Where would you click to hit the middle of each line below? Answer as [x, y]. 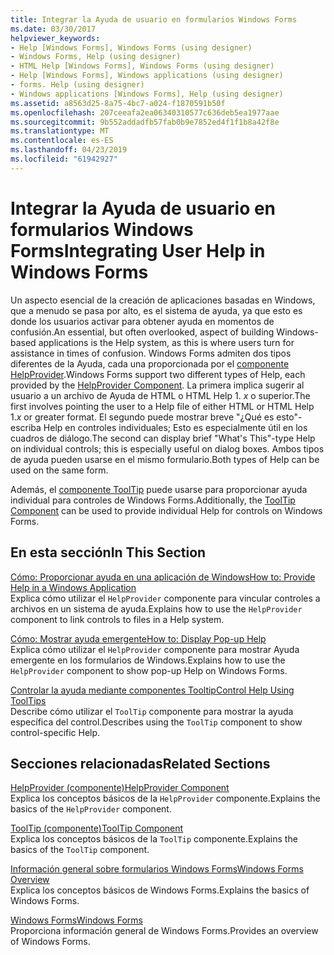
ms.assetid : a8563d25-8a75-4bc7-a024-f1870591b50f [118, 103]
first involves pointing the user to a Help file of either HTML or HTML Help [162, 406]
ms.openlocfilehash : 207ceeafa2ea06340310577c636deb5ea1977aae [145, 112]
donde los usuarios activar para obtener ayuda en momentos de [142, 321]
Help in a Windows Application [73, 587]
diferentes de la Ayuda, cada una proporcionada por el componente [150, 363]
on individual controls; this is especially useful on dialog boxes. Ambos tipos [167, 448]
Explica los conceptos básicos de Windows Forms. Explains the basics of [160, 890]
